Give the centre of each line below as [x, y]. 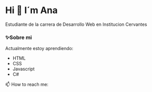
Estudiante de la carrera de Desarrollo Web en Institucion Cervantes [76, 24]
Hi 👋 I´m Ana [32, 10]
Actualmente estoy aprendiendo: [39, 49]
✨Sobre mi [18, 37]
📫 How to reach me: [27, 84]
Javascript [24, 69]
